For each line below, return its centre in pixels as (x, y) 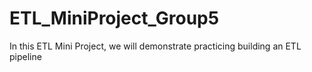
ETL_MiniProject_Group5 (114, 18)
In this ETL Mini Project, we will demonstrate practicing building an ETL (155, 46)
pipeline (25, 56)
